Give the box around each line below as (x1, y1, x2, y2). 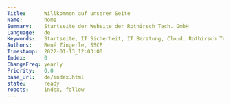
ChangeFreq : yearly (7, 61, 63, 68)
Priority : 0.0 (7, 67, 54, 74)
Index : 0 (7, 55, 48, 62)
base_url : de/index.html (7, 73, 85, 81)
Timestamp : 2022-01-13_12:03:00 (7, 49, 103, 55)
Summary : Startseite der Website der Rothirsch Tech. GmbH (7, 23, 189, 29)
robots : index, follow (7, 86, 85, 93)
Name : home (7, 16, 57, 23)
